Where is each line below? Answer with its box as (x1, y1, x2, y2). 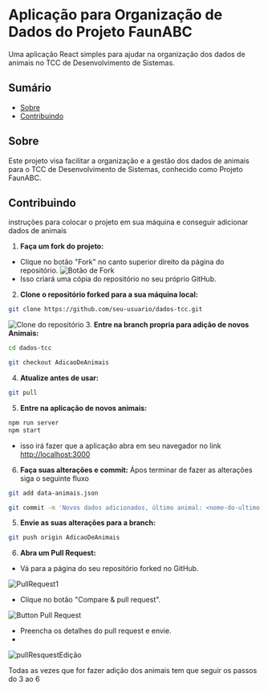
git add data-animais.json (8, 489, 99, 497)
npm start (8, 426, 42, 434)
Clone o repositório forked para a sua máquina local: (19, 290, 198, 299)
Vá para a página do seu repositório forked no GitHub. (19, 564, 199, 573)
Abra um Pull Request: (19, 548, 96, 558)
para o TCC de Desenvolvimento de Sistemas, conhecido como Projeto (8, 164, 243, 174)
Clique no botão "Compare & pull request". (19, 595, 161, 605)
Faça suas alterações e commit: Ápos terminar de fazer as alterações (19, 465, 253, 474)
